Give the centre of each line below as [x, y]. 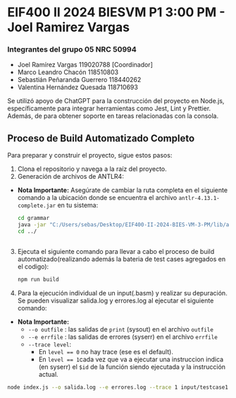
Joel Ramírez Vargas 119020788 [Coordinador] [85, 65]
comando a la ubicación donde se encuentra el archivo [97, 198]
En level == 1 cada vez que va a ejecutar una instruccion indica [131, 359]
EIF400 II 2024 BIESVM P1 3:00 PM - [116, 12]
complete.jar [37, 206]
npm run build [38, 279]
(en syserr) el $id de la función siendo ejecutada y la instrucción [132, 367]
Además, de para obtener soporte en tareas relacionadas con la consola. [113, 116]
